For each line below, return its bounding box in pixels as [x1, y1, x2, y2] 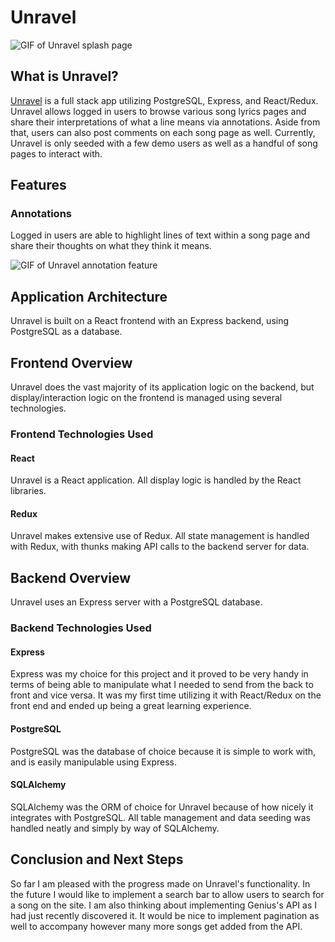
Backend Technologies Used [10, 621, 152, 635]
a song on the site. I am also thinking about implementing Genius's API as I [10, 899, 317, 911]
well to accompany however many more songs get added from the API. [10, 920, 303, 932]
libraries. [10, 485, 47, 497]
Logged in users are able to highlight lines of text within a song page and [10, 229, 311, 241]
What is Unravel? [10, 68, 119, 85]
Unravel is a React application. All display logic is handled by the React [10, 474, 302, 486]
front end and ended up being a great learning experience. [10, 700, 252, 712]
